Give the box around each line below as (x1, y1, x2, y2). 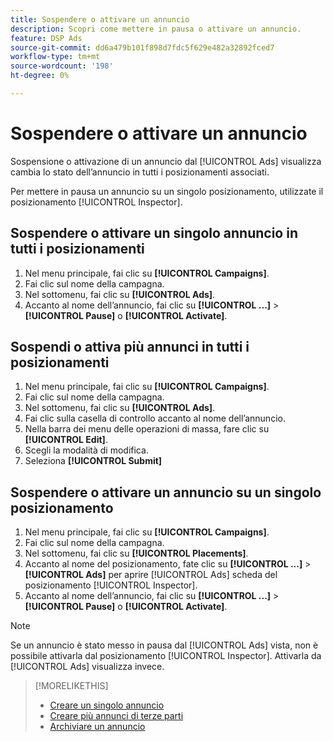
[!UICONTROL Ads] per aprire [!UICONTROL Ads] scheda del (24, 569, 278, 581)
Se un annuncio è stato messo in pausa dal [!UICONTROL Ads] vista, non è (10, 639, 319, 651)
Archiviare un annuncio (49, 721, 146, 733)
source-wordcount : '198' (10, 61, 114, 71)
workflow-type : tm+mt (10, 52, 101, 62)
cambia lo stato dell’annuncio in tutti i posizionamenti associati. (10, 166, 270, 178)
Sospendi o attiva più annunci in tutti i (10, 339, 250, 356)
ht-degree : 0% (10, 71, 70, 81)
